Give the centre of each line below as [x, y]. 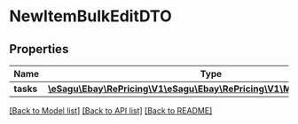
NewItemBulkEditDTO [90, 16]
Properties [39, 49]
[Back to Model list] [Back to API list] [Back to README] [111, 111]
